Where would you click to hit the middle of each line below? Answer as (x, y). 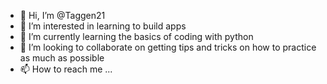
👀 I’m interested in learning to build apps (103, 26)
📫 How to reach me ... (66, 69)
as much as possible (62, 58)
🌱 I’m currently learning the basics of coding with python (136, 36)
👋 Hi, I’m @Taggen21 (62, 15)
